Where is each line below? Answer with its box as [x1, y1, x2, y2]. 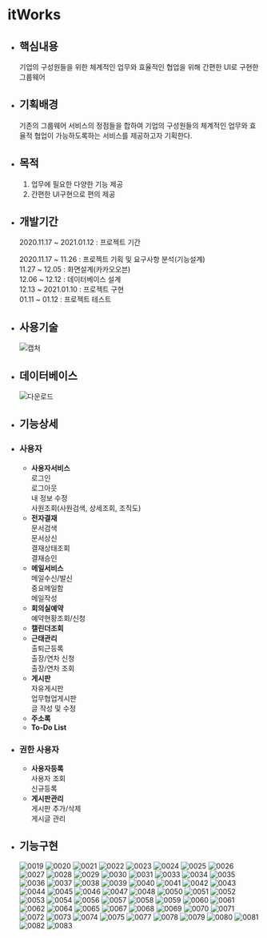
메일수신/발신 [30, 573, 73, 582]
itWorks [7, 6, 62, 24]
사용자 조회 [30, 774, 66, 783]
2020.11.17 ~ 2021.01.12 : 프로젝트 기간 [18, 238, 141, 248]
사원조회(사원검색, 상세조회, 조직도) [30, 503, 141, 513]
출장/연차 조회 [30, 663, 75, 673]
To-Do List [30, 723, 67, 732]
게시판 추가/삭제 [30, 803, 82, 814]
